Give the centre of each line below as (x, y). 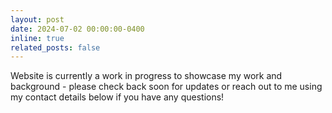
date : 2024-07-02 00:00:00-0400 (77, 29)
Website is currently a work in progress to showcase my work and (146, 76)
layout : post (37, 19)
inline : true (37, 38)
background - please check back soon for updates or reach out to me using (166, 87)
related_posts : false (55, 47)
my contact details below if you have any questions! (117, 97)
